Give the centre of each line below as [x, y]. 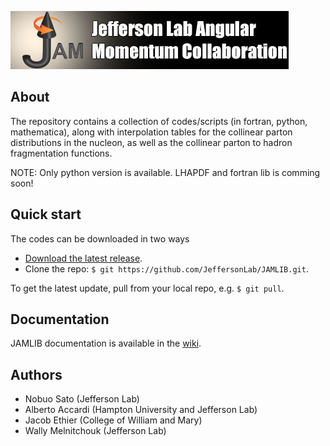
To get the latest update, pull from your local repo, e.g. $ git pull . [147, 288]
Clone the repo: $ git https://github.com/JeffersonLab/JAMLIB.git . [166, 268]
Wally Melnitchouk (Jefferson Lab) [95, 431]
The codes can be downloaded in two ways [100, 238]
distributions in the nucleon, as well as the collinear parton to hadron [151, 142]
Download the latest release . [83, 258]
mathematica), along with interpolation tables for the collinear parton [151, 132]
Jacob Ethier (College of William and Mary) [113, 420]
